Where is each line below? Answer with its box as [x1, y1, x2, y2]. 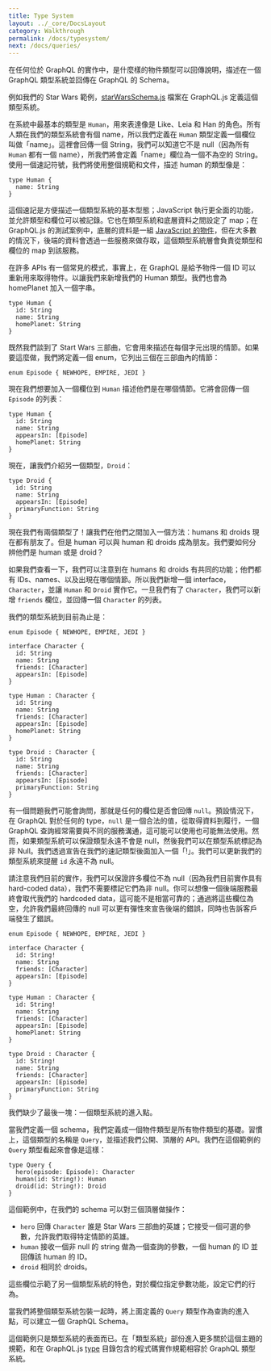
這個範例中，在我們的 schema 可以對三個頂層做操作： [8, 1205, 187, 1214]
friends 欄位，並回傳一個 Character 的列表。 [17, 595, 167, 605]
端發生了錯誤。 [8, 914, 58, 924]
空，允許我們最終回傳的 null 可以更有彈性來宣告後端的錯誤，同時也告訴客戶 [8, 904, 258, 913]
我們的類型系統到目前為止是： [8, 612, 107, 622]
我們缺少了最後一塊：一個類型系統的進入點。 [8, 1108, 157, 1117]
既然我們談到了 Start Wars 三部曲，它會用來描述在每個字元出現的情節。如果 [8, 342, 260, 352]
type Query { [8, 1161, 52, 1169]
